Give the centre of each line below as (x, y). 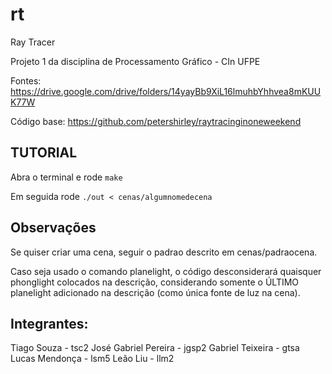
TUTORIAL (44, 153)
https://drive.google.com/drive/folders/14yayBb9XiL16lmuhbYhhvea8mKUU (166, 91)
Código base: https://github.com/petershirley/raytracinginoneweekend (156, 121)
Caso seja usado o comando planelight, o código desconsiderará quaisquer (166, 271)
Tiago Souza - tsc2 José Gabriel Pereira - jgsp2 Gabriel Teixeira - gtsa (155, 348)
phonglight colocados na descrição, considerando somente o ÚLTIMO (155, 282)
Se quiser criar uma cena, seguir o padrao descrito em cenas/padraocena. (164, 252)
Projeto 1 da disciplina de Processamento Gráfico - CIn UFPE (135, 61)
